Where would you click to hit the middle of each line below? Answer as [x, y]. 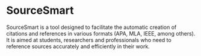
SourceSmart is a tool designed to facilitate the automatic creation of [91, 27]
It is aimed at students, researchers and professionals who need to [89, 40]
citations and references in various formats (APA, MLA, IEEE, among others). [101, 33]
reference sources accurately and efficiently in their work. [78, 46]
